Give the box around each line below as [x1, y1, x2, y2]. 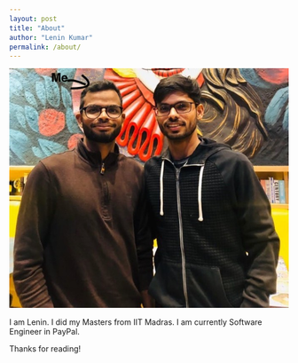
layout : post [9, 14, 58, 23]
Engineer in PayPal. [9, 326, 80, 336]
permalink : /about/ [9, 43, 82, 51]
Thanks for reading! [9, 343, 82, 354]
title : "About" [9, 23, 66, 33]
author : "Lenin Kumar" [9, 33, 93, 42]
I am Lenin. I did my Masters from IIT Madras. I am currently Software [9, 316, 263, 327]
